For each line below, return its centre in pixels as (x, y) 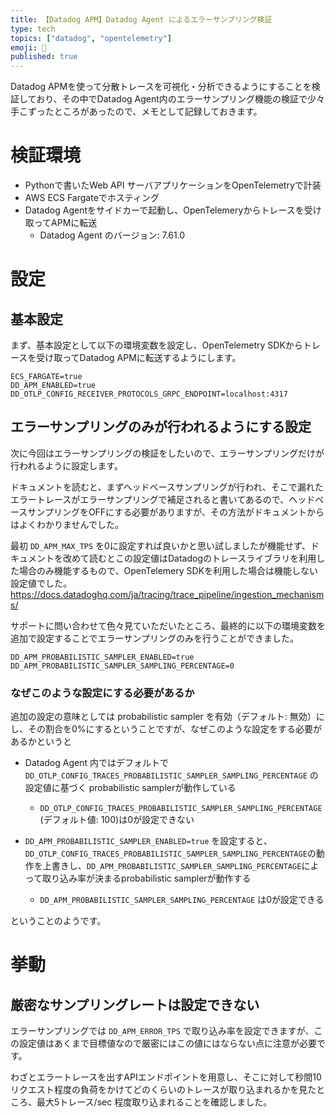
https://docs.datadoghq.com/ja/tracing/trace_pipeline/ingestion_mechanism (167, 594)
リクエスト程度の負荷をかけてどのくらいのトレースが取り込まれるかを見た (163, 1090)
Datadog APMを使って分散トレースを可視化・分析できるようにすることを (161, 87)
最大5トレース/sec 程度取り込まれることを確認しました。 (154, 1102)
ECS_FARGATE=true (46, 377)
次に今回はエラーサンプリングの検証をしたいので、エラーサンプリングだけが (167, 453)
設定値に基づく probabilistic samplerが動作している (130, 788)
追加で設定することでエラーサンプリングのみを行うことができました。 (154, 638)
